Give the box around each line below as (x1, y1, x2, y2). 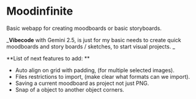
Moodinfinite (6, 4, 73, 18)
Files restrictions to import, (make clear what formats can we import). (15, 73, 190, 80)
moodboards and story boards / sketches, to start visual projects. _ (6, 43, 176, 50)
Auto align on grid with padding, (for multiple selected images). (15, 66, 175, 74)
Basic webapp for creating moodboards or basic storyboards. (6, 24, 162, 32)
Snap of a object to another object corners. (15, 86, 124, 93)
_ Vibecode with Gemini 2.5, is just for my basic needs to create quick (6, 36, 182, 43)
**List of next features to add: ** (6, 54, 90, 62)
